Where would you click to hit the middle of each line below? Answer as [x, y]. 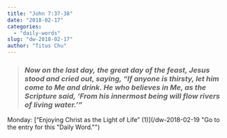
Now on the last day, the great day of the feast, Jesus [117, 70]
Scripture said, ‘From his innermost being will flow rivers [122, 96]
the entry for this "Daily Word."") [54, 127]
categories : [24, 26]
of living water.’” [53, 105]
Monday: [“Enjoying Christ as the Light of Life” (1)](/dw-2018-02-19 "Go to [114, 120]
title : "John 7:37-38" [40, 14]
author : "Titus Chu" [37, 46]
